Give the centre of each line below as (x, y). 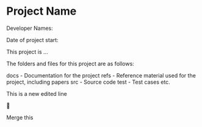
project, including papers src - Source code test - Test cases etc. (88, 82)
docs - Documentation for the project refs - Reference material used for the (101, 75)
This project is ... (27, 52)
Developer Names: (30, 28)
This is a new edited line (37, 93)
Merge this (20, 117)
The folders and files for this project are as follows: (70, 64)
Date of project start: (33, 40)
